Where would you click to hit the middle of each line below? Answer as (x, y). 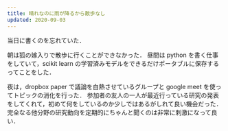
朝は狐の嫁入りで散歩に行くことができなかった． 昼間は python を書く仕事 (113, 55)
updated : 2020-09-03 (37, 20)
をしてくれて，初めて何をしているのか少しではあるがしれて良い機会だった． (115, 104)
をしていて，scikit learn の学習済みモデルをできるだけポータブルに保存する (113, 63)
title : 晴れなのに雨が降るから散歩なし (56, 13)
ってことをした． (31, 72)
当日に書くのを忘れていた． (46, 40)
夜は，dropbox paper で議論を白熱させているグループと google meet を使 (111, 86)
